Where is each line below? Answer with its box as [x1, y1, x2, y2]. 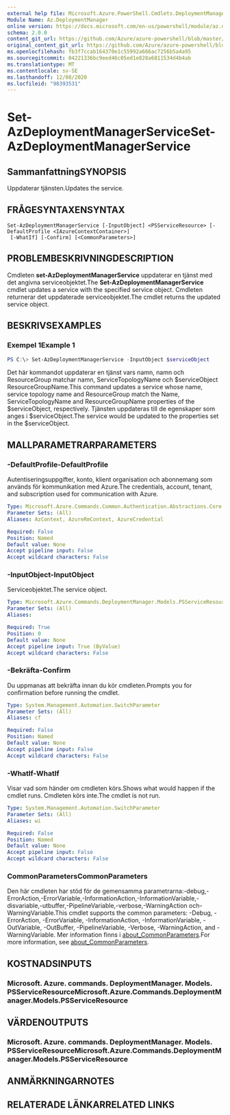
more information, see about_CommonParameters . [7, 938, 149, 946]
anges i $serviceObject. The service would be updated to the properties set [7, 412, 219, 420]
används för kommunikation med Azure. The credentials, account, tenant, [7, 482, 213, 491]
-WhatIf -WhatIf [7, 768, 60, 778]
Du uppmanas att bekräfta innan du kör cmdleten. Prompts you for [7, 681, 192, 689]
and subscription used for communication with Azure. [7, 490, 159, 498]
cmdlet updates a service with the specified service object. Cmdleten [7, 285, 203, 293]
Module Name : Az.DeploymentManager [7, 16, 109, 23]
